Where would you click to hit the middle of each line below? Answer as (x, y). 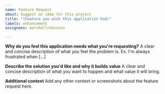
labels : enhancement (26, 23)
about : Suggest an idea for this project (48, 14)
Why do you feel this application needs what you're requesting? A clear (80, 46)
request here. (19, 86)
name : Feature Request (28, 10)
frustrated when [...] (25, 57)
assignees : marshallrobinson (35, 28)
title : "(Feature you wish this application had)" (58, 19)
